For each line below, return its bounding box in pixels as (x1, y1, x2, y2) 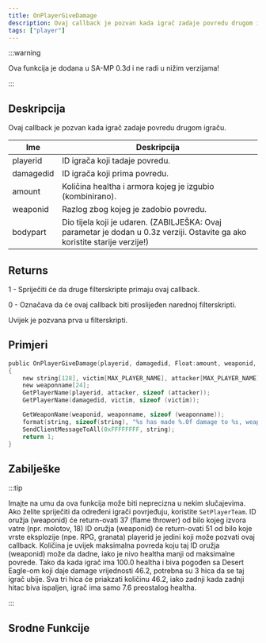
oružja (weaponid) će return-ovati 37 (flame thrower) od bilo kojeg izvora (8, 515, 247, 525)
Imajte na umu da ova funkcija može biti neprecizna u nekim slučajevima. (8, 499, 246, 508)
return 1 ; (22, 433, 55, 441)
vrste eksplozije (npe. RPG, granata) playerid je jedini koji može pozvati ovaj (8, 533, 256, 542)
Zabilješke (8, 462, 61, 476)
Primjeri (8, 338, 48, 352)
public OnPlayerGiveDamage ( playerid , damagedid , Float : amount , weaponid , (8, 359, 257, 368)
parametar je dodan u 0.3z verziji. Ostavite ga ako (62, 227, 247, 238)
